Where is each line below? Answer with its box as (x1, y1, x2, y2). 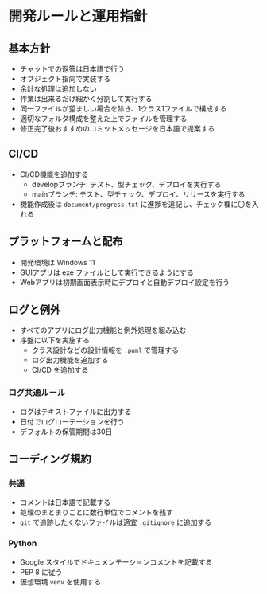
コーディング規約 (8, 452, 91, 466)
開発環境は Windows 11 (19, 257, 95, 267)
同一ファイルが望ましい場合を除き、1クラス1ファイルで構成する (19, 104, 227, 113)
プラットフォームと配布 (8, 235, 123, 248)
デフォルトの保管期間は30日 (19, 427, 113, 436)
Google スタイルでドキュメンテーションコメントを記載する (19, 557, 213, 566)
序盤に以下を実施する (19, 335, 90, 345)
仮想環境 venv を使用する (19, 576, 102, 586)
